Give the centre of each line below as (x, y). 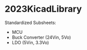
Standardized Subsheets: (31, 23)
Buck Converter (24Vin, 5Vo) (41, 37)
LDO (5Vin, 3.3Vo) (30, 42)
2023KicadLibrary (43, 9)
